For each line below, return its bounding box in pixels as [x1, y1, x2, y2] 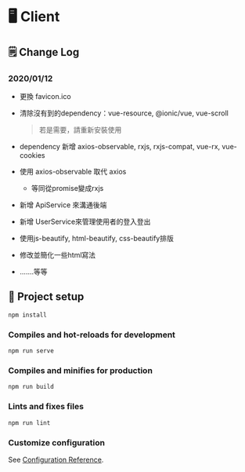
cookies [19, 150, 45, 159]
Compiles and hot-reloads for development [8, 329, 176, 340]
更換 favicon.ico [19, 91, 72, 101]
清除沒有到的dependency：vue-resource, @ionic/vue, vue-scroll [19, 108, 229, 118]
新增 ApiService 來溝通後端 [19, 199, 107, 210]
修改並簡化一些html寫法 [19, 250, 96, 259]
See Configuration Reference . [8, 455, 104, 464]
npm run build [8, 383, 55, 391]
